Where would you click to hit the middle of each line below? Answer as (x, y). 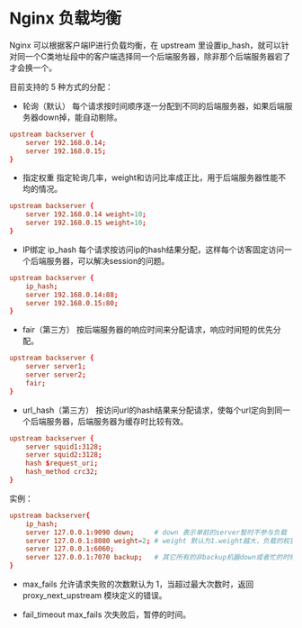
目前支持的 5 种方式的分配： (62, 86)
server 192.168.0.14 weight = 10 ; (86, 214)
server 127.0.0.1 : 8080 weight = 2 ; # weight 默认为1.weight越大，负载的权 (158, 541)
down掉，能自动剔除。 (80, 117)
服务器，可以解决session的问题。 (108, 260)
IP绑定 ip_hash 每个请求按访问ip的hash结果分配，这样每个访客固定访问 (153, 250)
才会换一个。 (33, 68)
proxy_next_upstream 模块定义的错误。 (94, 596)
